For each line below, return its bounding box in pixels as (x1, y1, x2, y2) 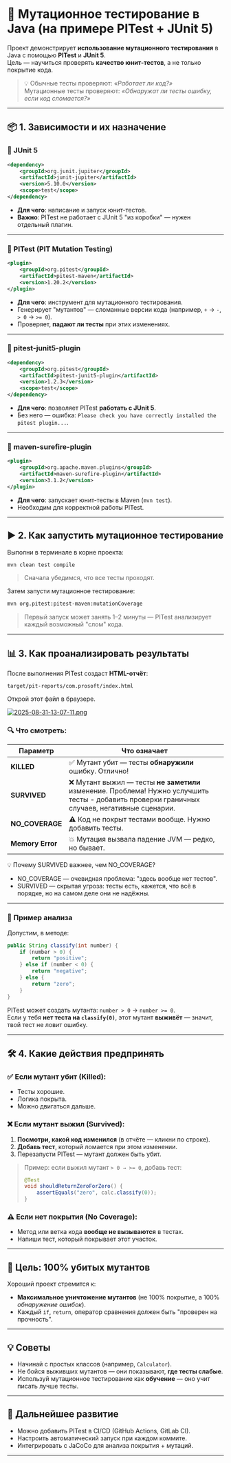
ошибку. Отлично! (68, 766, 129, 776)
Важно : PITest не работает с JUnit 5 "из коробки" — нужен (16, 213, 191, 221)
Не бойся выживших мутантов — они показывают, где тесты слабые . (16, 1367, 223, 1375)
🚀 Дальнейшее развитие (7, 1409, 119, 1420)
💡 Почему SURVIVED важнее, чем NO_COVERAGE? (7, 861, 156, 869)
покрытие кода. (7, 66, 54, 74)
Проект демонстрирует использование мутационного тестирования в (7, 43, 219, 52)
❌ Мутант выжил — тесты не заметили (68, 777, 201, 787)
